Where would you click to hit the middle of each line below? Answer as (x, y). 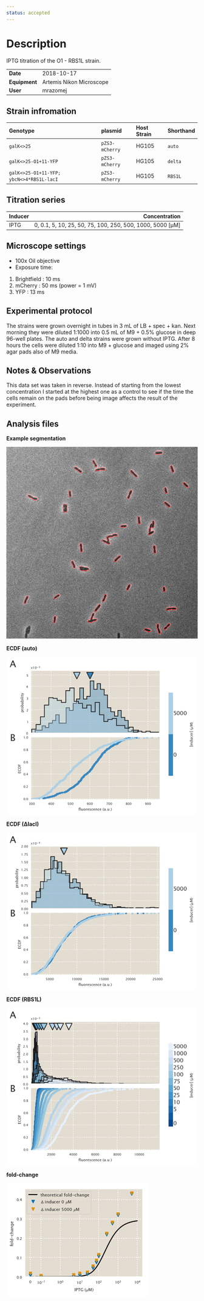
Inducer (19, 217)
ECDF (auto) (22, 649)
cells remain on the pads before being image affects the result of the (92, 398)
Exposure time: (34, 267)
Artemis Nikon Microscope (75, 82)
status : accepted (28, 13)
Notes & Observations (49, 370)
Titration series (36, 200)
